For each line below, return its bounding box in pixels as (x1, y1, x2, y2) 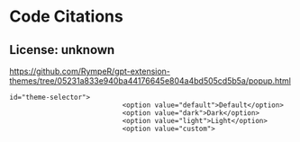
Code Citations (9, 6, 123, 27)
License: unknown (9, 42, 115, 58)
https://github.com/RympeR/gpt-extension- (9, 66, 171, 76)
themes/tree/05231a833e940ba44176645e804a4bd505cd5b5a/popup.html (9, 75, 291, 86)
